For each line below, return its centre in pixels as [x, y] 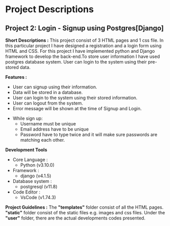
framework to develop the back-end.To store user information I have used [83, 56]
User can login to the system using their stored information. [75, 98]
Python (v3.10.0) [37, 165]
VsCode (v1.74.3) [38, 197]
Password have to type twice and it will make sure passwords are [89, 135]
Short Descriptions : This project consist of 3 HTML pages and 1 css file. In [84, 40]
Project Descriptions [50, 9]
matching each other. [42, 140]
